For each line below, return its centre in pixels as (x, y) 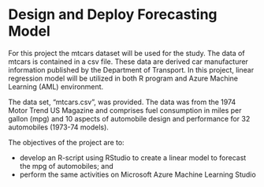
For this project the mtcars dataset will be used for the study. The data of (127, 53)
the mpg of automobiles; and (67, 166)
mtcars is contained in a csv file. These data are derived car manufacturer (128, 62)
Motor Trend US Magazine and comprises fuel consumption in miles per (125, 110)
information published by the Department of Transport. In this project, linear (131, 69)
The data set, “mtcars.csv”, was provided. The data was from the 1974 (122, 102)
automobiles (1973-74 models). (58, 127)
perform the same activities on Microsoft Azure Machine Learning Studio (138, 174)
